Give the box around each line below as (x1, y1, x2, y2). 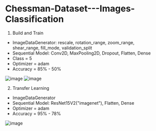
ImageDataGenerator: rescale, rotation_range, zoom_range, (12, 39, 135, 45)
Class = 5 (12, 55, 32, 61)
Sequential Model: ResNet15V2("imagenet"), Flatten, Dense (12, 100, 135, 106)
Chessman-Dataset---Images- (5, 3, 135, 14)
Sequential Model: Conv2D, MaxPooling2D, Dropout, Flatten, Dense (12, 50, 151, 56)
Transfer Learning (12, 85, 50, 91)
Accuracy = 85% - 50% (12, 65, 61, 72)
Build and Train (12, 30, 44, 36)
